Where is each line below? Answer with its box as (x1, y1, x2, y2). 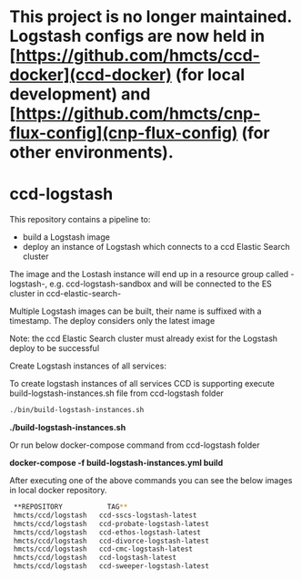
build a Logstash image (22, 232, 111, 243)
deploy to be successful (9, 343, 100, 354)
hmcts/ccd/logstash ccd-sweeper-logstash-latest (13, 562, 209, 571)
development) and (9, 84, 151, 105)
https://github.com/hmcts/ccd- (15, 46, 261, 66)
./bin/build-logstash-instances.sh (9, 406, 145, 415)
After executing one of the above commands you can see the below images (9, 475, 293, 485)
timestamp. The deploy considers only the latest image (9, 316, 216, 326)
